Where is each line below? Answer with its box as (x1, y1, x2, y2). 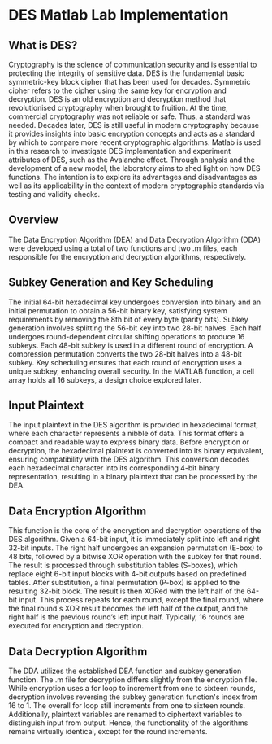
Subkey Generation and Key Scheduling (8, 275, 214, 290)
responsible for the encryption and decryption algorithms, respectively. (8, 252, 247, 261)
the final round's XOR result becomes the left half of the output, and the (8, 604, 248, 614)
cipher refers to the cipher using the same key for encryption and (8, 85, 227, 95)
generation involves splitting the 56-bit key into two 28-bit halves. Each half (8, 323, 261, 333)
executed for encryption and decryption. (8, 621, 145, 631)
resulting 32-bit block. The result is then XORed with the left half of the (8, 586, 245, 596)
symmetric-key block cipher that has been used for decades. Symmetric (8, 77, 251, 86)
